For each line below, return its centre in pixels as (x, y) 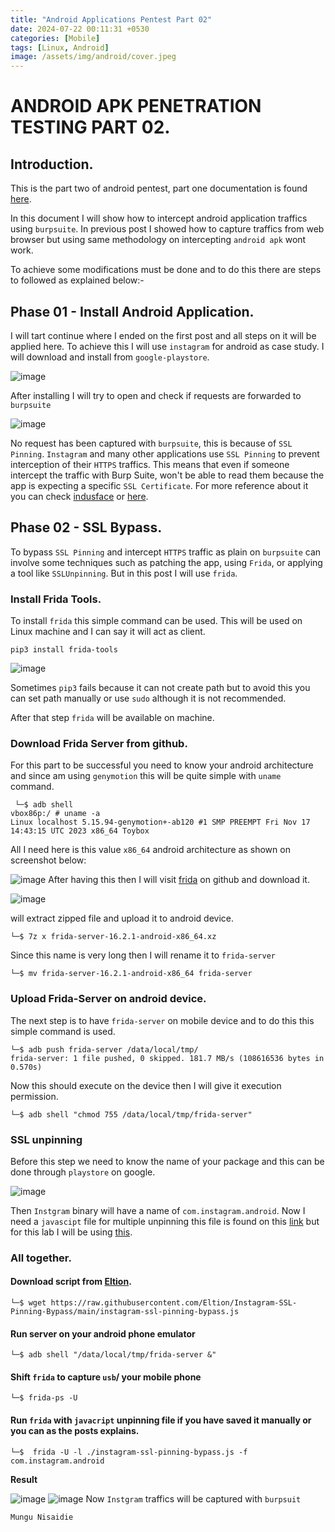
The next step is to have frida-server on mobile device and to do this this (162, 1020)
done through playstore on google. (83, 1172)
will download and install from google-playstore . (110, 357)
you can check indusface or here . (79, 496)
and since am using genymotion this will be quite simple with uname (146, 776)
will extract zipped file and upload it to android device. (122, 918)
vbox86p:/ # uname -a (55, 814)
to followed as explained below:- (77, 280)
